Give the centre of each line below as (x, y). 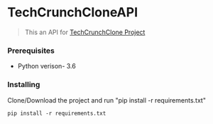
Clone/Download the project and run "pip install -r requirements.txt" (106, 100)
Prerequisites (31, 51)
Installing (24, 85)
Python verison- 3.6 (47, 66)
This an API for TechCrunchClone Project (85, 32)
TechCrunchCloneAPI (73, 12)
